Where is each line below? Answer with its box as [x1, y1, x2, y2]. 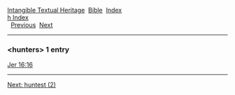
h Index [7, 13, 29, 22]
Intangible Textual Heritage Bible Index [7, 6, 122, 14]
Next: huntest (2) [7, 80, 56, 89]
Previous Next [10, 21, 53, 29]
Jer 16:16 [7, 61, 34, 69]
